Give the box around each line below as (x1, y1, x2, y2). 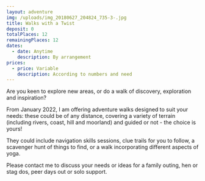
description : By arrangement (17, 54, 92, 60)
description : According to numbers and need (17, 71, 132, 77)
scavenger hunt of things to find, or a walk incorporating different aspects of (6, 143, 199, 151)
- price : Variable (12, 65, 59, 72)
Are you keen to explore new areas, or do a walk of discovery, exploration (6, 87, 192, 95)
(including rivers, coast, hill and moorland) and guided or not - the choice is (6, 119, 196, 126)
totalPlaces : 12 (6, 32, 48, 38)
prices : (6, 60, 26, 66)
